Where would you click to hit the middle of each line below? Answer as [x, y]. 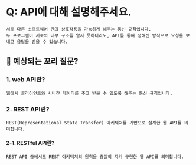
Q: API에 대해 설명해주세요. [69, 12]
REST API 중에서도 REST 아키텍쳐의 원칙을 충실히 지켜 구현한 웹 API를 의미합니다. [95, 157]
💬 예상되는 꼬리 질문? [42, 62]
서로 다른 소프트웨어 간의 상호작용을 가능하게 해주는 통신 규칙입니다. [79, 29]
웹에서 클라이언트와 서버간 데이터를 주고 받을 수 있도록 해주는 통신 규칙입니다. [89, 93]
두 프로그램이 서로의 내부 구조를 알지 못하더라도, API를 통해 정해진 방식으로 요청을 [95, 35]
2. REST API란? [28, 109]
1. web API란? [26, 80]
